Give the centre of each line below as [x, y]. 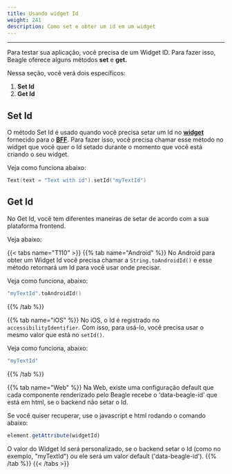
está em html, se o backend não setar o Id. [68, 402]
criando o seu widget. [38, 154]
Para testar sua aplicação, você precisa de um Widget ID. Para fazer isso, [112, 53]
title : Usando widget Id [43, 13]
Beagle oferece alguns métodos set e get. [67, 60]
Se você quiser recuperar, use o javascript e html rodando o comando [106, 415]
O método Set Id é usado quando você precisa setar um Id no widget [106, 133]
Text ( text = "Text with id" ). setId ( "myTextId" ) [77, 180]
